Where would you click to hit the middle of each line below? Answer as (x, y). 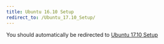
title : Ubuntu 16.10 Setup (40, 12)
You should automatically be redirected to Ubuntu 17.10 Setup (82, 34)
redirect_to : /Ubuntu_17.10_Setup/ (51, 17)
